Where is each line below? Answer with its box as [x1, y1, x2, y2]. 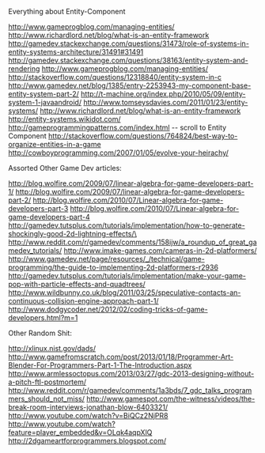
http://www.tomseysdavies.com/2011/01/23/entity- [82, 98, 248, 107]
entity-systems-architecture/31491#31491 [8, 47, 144, 56]
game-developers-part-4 [8, 213, 90, 221]
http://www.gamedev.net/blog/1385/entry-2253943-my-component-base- [8, 81, 252, 90]
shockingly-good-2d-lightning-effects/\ [8, 229, 137, 238]
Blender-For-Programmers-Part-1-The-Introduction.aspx [8, 361, 192, 370]
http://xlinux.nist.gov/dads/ [8, 344, 97, 353]
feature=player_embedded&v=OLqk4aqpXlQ [8, 428, 153, 437]
